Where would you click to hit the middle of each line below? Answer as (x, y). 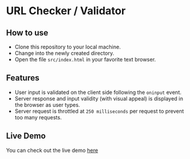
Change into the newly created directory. (64, 53)
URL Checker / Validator (66, 11)
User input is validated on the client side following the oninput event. (98, 92)
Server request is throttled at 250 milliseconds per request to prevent (99, 111)
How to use (27, 33)
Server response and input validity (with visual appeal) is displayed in (99, 98)
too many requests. (38, 117)
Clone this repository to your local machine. (68, 47)
